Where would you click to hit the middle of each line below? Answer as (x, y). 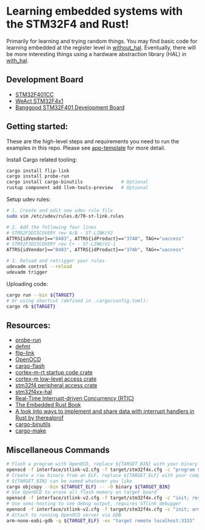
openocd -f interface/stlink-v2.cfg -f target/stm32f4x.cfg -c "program (101, 470)
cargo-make (31, 431)
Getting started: (37, 127)
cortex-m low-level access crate (56, 379)
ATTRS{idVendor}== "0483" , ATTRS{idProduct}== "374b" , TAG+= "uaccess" (95, 250)
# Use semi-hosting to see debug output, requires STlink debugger (94, 504)
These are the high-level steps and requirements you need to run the (93, 141)
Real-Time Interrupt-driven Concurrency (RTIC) (74, 398)
